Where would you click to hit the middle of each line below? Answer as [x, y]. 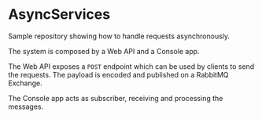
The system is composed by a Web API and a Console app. [104, 51]
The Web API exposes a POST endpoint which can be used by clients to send [131, 66]
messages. [26, 106]
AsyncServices [59, 14]
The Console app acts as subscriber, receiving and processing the [116, 98]
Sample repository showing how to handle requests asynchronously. [119, 36]
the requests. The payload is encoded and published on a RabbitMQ [119, 74]
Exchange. [25, 83]
